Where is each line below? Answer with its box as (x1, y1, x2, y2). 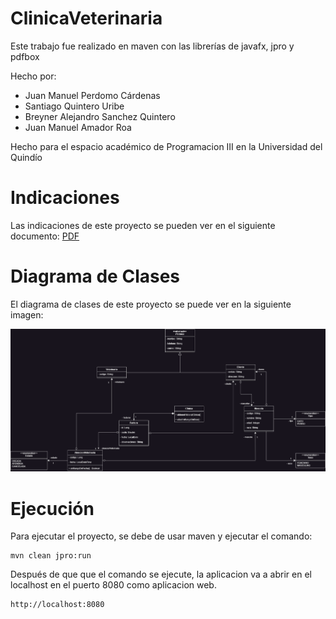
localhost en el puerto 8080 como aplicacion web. (10, 579, 217, 591)
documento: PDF (10, 230, 80, 242)
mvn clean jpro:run (10, 551, 92, 561)
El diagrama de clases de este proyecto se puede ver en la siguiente (10, 298, 292, 310)
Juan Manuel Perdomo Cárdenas (24, 89, 161, 101)
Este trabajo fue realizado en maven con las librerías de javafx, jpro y (10, 40, 295, 52)
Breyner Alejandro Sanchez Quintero (24, 110, 176, 122)
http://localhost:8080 (10, 600, 105, 610)
